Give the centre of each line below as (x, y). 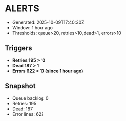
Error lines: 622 (28, 114)
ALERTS (22, 9)
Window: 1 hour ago (33, 27)
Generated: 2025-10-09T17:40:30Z (48, 22)
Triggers (19, 48)
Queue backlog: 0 (30, 98)
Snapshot (20, 86)
